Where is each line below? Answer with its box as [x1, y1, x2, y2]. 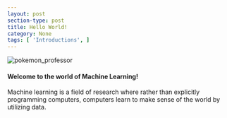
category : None [7, 30, 52, 37]
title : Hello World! [7, 23, 68, 30]
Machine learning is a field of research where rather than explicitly [7, 88, 200, 96]
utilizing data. [7, 103, 47, 112]
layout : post [7, 10, 46, 18]
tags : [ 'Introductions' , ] [7, 37, 90, 44]
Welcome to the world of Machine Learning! [7, 72, 139, 81]
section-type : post [7, 17, 65, 24]
